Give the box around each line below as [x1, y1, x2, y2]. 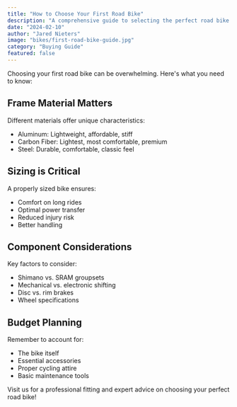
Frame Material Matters [7, 97, 113, 110]
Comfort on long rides [17, 197, 82, 206]
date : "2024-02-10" [7, 23, 65, 30]
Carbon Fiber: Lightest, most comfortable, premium [17, 137, 168, 146]
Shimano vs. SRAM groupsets [17, 273, 105, 282]
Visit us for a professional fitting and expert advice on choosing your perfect [7, 385, 230, 394]
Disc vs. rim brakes [17, 288, 74, 297]
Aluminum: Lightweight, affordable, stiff [17, 130, 133, 138]
